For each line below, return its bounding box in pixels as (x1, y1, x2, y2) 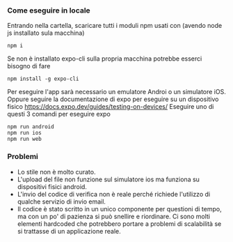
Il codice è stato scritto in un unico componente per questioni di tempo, (17, 204, 222, 213)
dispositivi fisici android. (17, 182, 87, 190)
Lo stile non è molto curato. (17, 167, 96, 176)
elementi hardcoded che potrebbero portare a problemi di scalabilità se (17, 219, 222, 228)
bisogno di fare (7, 62, 51, 70)
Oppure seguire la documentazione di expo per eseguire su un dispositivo (7, 95, 219, 103)
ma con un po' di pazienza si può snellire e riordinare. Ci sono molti (17, 212, 211, 220)
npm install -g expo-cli (7, 75, 79, 82)
